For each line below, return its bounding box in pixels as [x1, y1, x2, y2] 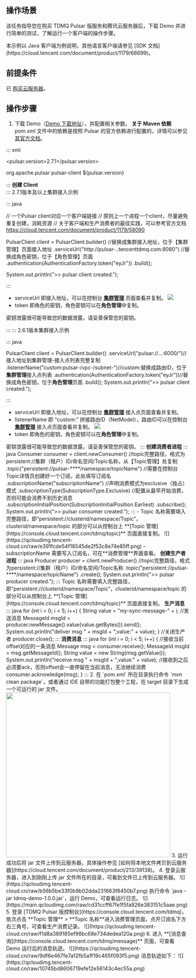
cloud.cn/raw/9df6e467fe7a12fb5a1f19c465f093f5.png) [6, 952, 140, 959]
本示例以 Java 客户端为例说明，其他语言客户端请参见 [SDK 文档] [6, 42, 160, 49]
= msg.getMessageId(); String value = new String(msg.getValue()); [6, 649, 167, 656]
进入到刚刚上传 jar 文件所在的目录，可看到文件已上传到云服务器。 [21, 874, 179, 881]
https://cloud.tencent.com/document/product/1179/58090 [6, 226, 145, 233]
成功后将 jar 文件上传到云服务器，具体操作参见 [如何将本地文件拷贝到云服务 [6, 859, 187, 866]
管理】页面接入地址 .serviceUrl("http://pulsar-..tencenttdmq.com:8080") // [6, 246, 185, 253]
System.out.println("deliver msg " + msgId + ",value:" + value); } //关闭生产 [6, 628, 185, 635]
